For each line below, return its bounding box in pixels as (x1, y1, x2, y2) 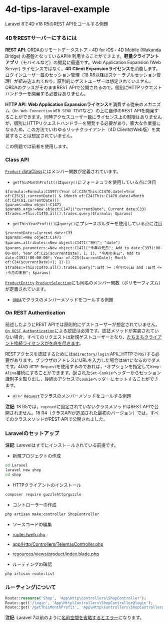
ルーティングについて (5, 584, 56, 591)
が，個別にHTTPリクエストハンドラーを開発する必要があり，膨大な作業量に (5, 120, 161, 126)
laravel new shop (5, 467, 41, 473)
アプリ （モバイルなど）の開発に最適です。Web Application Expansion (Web (5, 59, 161, 66)
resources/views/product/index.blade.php (12, 551, 99, 557)
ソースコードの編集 (12, 521, 52, 527)
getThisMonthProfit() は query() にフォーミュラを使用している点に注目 (12, 179, 156, 185)
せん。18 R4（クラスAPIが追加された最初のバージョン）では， (22, 410, 150, 416)
